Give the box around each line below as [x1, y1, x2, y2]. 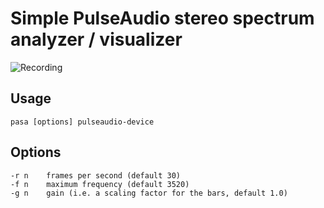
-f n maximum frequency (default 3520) [10, 179, 190, 189]
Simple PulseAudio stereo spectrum [10, 7, 315, 30]
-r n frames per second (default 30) [10, 170, 182, 181]
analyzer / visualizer [10, 28, 183, 51]
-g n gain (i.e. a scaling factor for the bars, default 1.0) [10, 188, 288, 198]
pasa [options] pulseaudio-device [10, 117, 155, 127]
